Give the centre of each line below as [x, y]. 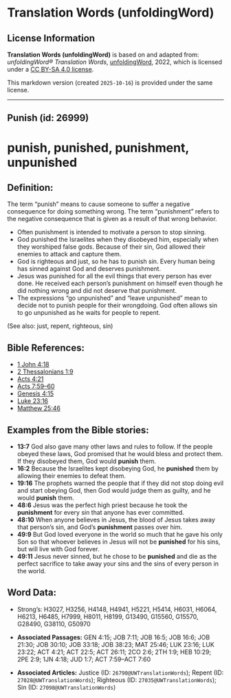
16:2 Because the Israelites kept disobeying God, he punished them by [118, 469]
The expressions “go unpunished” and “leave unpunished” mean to [112, 298]
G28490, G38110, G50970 [54, 624]
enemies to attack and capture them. [69, 254]
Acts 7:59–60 [36, 387]
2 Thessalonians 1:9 [45, 372]
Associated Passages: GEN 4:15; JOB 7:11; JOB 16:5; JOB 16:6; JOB [113, 637]
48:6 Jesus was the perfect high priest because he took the [102, 505]
